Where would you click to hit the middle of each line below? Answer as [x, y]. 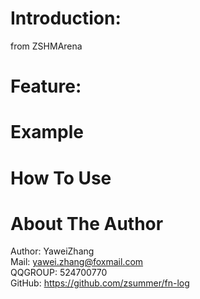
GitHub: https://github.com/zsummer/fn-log [100, 283]
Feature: [46, 86]
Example [47, 132]
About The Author [87, 223]
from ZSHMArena [46, 46]
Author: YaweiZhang [52, 251]
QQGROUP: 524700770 [59, 273]
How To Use [61, 178]
